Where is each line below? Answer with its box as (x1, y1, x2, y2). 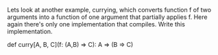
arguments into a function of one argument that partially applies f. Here (7, 13, 208, 21)
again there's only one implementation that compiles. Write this (7, 20, 185, 28)
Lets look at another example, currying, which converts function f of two (7, 6, 211, 14)
